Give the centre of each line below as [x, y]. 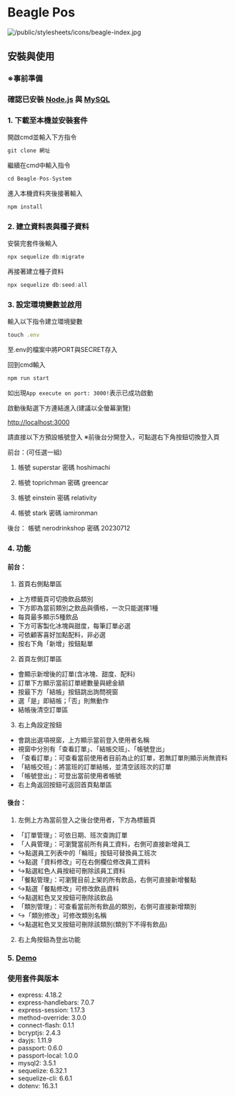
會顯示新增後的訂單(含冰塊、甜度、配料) [76, 674]
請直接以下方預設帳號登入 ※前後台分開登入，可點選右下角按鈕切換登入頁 [114, 437]
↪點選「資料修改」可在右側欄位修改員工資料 [84, 862]
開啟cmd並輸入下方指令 [42, 137]
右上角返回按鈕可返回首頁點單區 [65, 785]
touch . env [24, 335]
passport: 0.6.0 [40, 1047]
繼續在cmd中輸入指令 [39, 166]
